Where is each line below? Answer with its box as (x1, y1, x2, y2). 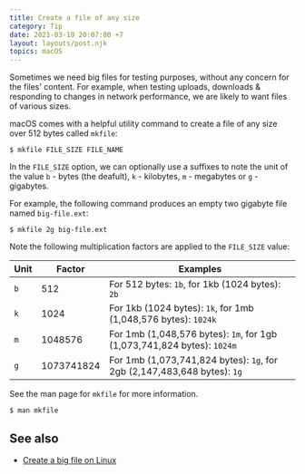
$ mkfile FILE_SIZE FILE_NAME (9, 146, 124, 155)
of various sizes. (9, 101, 71, 111)
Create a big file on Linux (22, 454, 117, 465)
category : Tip (9, 22, 64, 31)
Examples (178, 263, 222, 276)
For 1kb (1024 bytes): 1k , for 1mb (108, 302, 254, 314)
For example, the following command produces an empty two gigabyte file (9, 198, 288, 209)
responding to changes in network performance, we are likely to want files (9, 92, 288, 102)
